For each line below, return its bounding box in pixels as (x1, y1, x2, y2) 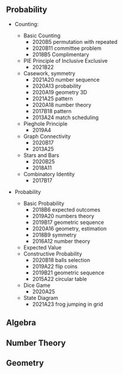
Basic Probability (23, 200, 65, 207)
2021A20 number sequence (32, 76, 100, 83)
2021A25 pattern (32, 95, 73, 102)
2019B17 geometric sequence (32, 219, 104, 226)
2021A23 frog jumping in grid (32, 301, 104, 308)
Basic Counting (23, 32, 61, 39)
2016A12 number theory (32, 237, 91, 245)
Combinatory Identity (23, 170, 75, 177)
